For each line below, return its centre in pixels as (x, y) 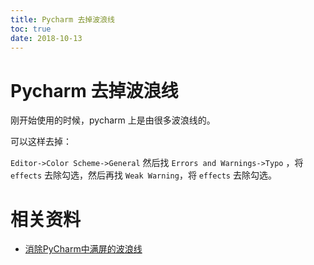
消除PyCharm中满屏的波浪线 (83, 249)
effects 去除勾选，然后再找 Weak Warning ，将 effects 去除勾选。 (143, 175)
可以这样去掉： (41, 142)
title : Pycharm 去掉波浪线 (62, 19)
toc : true (31, 29)
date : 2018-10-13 (46, 38)
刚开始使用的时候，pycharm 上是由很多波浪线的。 (113, 120)
